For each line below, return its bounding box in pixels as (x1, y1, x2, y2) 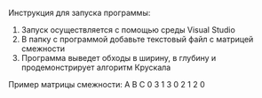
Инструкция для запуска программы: (8, 8, 151, 18)
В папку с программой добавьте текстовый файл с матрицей (20, 34, 254, 44)
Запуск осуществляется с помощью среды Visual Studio (20, 25, 236, 34)
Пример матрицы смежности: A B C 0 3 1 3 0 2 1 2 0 (8, 79, 205, 89)
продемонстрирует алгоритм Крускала (20, 62, 171, 72)
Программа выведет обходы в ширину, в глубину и (20, 53, 217, 63)
